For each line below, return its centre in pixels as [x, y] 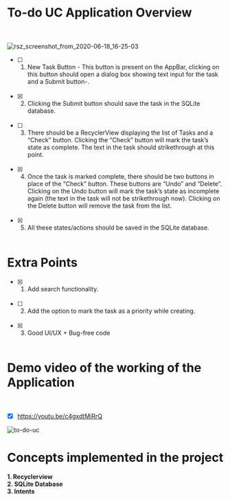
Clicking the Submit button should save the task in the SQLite [114, 103]
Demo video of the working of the [104, 368]
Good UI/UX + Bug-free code [69, 333]
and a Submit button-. [58, 81]
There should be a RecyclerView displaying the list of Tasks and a [120, 133]
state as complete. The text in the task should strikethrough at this [121, 147]
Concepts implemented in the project [115, 458]
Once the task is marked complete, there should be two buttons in [120, 176]
